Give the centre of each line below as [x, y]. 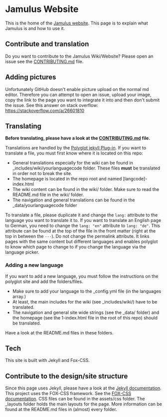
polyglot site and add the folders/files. [44, 281]
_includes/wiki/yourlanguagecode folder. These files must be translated [86, 168]
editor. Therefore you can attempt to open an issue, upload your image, [78, 94]
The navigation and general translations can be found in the [74, 200]
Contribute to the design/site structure [67, 376]
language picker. [22, 252]
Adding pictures [31, 77]
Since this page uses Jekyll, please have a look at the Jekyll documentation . [83, 388]
